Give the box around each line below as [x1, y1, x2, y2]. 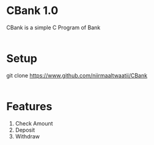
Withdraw [15, 132, 40, 140]
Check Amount [15, 119, 53, 127]
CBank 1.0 [6, 4, 59, 18]
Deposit [15, 126, 35, 133]
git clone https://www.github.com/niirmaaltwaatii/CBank [6, 71, 148, 79]
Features [6, 100, 53, 113]
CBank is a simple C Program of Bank [6, 24, 101, 31]
